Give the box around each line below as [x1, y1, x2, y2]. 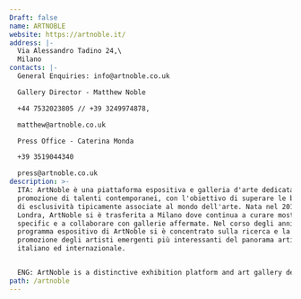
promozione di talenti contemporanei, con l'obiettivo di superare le [17, 194, 287, 203]
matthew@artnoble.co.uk [17, 120, 106, 129]
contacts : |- [9, 64, 58, 73]
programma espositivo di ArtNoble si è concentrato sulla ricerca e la [17, 227, 291, 236]
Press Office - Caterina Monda [17, 136, 134, 145]
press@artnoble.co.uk [17, 169, 99, 178]
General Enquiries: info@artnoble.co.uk [17, 72, 170, 81]
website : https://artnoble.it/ [9, 30, 126, 39]
